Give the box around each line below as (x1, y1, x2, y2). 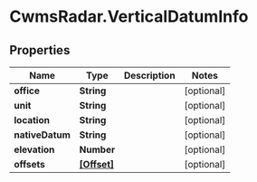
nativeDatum (14, 129, 71, 141)
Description (123, 70, 176, 81)
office (14, 84, 41, 97)
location (14, 114, 50, 126)
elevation (14, 143, 55, 156)
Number (79, 143, 116, 156)
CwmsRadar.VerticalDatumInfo (9, 6, 249, 27)
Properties (9, 43, 71, 58)
